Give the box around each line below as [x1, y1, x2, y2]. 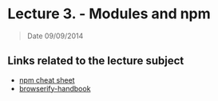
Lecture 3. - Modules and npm [7, 5, 211, 23]
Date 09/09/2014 [26, 31, 84, 41]
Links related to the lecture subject [7, 54, 184, 68]
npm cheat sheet [18, 75, 75, 84]
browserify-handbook [18, 84, 91, 93]
